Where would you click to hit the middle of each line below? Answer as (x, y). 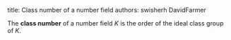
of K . (14, 31)
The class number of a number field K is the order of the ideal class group (115, 23)
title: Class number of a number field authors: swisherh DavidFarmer (107, 10)
